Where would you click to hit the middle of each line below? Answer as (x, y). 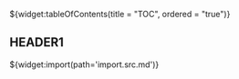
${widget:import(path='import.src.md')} (84, 64)
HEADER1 (36, 42)
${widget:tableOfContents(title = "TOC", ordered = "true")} (120, 14)
